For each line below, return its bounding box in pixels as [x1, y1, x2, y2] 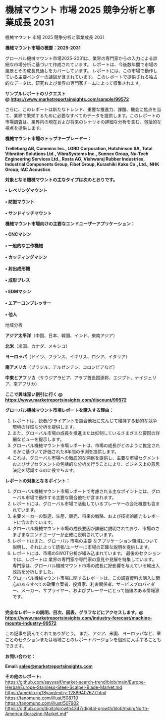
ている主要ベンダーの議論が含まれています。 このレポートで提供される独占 [5, 74, 158, 80]
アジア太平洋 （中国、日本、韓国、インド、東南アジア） [5, 333, 118, 338]
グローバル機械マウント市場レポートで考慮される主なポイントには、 [12, 488, 152, 494]
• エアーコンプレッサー [5, 300, 52, 306]
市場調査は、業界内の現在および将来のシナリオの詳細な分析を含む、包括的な [5, 118, 162, 124]
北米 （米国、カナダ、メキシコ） [5, 343, 70, 349]
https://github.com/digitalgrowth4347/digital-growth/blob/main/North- [5, 705, 150, 711]
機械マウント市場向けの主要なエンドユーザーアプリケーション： [5, 221, 135, 226]
